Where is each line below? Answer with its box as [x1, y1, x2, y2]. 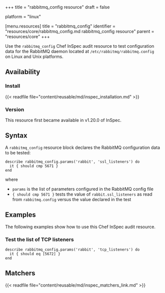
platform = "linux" [5, 14, 41, 19]
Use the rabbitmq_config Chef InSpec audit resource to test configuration [5, 43, 154, 49]
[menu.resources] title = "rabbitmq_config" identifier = [5, 23, 116, 29]
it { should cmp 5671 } [9, 163, 58, 169]
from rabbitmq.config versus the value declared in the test [12, 196, 132, 202]
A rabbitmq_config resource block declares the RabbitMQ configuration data [5, 145, 160, 150]
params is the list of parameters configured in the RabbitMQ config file [12, 186, 154, 192]
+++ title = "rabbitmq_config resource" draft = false [5, 4, 110, 10]
